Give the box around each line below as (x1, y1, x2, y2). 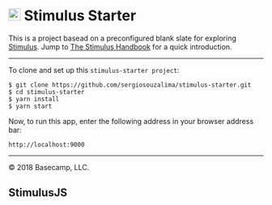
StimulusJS (8, 186, 67, 200)
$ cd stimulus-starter (8, 88, 85, 96)
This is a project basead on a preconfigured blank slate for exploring (8, 33, 237, 43)
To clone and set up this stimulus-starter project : (8, 65, 180, 75)
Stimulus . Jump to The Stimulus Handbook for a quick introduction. (8, 41, 232, 51)
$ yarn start (8, 102, 53, 110)
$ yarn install (8, 95, 60, 103)
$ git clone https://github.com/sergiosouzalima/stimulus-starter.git (8, 80, 252, 89)
